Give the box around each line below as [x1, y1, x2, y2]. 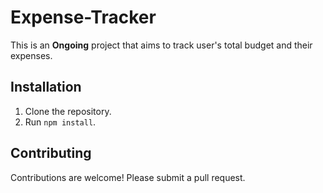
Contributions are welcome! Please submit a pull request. [10, 171, 246, 183]
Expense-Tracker [10, 6, 157, 29]
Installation [10, 79, 82, 96]
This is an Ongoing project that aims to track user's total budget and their [10, 39, 313, 51]
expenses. [10, 49, 53, 61]
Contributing [10, 145, 92, 162]
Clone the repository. [24, 105, 112, 117]
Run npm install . [24, 116, 97, 128]
